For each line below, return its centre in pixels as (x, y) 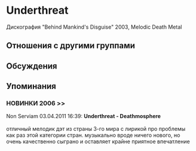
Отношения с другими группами (71, 46)
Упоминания (31, 86)
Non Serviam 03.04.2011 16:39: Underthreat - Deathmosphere (84, 116)
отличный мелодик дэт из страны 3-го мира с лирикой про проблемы (96, 129)
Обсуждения (32, 66)
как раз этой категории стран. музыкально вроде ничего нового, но (93, 135)
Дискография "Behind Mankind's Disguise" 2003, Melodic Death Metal (94, 27)
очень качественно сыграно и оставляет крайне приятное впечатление (98, 141)
